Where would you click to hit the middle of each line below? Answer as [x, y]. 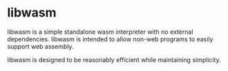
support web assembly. [40, 46]
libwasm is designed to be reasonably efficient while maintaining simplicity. [114, 59]
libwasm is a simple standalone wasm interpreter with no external [100, 32]
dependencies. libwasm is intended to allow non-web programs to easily [110, 39]
